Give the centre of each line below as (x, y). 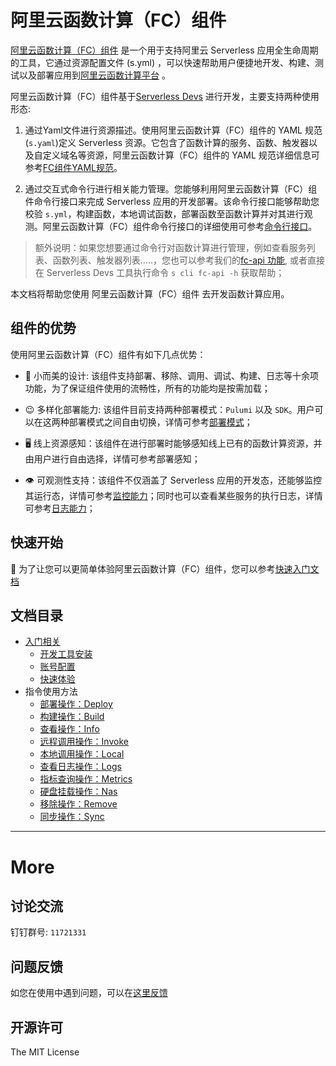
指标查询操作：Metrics (86, 779)
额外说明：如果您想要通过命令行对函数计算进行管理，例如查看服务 (170, 247)
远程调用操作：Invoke (84, 742)
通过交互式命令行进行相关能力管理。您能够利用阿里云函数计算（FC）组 (171, 188)
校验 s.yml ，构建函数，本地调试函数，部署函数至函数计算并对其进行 (164, 213)
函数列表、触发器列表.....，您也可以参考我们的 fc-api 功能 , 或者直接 (188, 260)
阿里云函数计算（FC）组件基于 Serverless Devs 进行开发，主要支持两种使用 (165, 96)
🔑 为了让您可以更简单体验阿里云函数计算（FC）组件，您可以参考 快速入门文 (165, 568)
